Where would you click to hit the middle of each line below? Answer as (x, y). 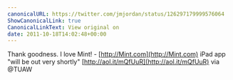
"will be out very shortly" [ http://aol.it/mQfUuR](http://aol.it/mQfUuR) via (113, 62)
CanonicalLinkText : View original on (63, 27)
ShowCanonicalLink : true (44, 21)
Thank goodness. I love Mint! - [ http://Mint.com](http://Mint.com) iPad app (116, 54)
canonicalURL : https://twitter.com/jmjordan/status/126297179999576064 (116, 14)
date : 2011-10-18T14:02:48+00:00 (57, 34)
